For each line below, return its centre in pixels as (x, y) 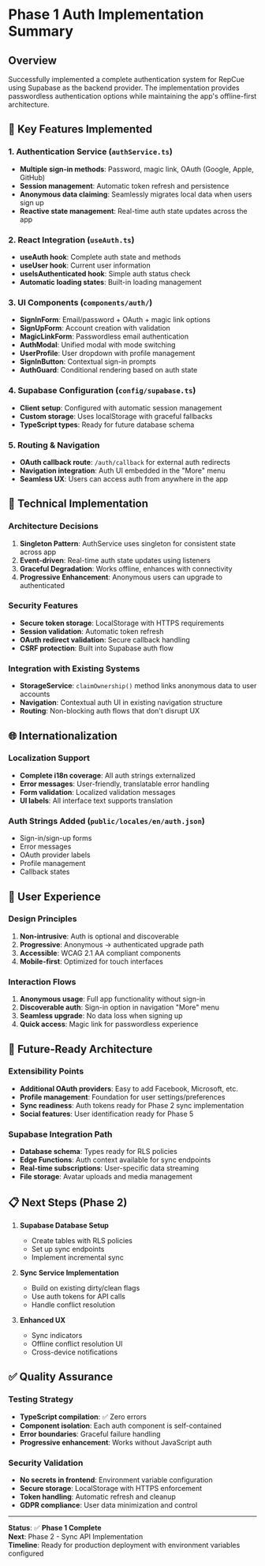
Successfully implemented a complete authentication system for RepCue (127, 79)
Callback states (45, 872)
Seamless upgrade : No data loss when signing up (101, 1016)
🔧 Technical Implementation (78, 504)
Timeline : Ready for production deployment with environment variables (124, 1545)
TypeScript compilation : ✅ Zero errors (83, 1416)
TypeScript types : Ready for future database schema (107, 425)
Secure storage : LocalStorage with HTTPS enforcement (111, 1488)
